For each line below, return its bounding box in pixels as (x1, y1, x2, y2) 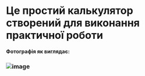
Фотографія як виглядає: (6, 48, 70, 55)
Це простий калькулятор (6, 4, 133, 17)
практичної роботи (6, 29, 104, 42)
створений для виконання (6, 16, 140, 30)
